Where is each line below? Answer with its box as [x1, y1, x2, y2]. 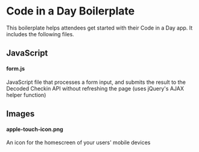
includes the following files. [6, 30, 74, 37]
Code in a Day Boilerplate [6, 4, 135, 18]
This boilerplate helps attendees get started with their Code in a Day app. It [6, 24, 193, 31]
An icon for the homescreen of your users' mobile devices [6, 139, 151, 146]
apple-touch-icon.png [6, 125, 63, 133]
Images [6, 109, 35, 119]
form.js [6, 65, 25, 72]
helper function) [6, 91, 46, 98]
